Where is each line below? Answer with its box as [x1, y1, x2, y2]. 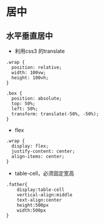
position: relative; [11, 64, 62, 70]
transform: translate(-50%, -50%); [11, 111, 99, 117]
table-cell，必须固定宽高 [14, 170, 74, 177]
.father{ [6, 181, 28, 187]
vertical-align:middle [17, 192, 73, 198]
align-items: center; [11, 154, 65, 160]
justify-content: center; [11, 148, 76, 154]
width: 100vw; [11, 70, 46, 76]
